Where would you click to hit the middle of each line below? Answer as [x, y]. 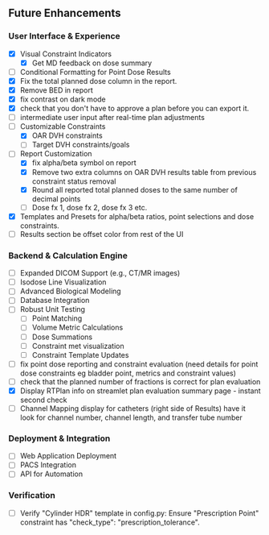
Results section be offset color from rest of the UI [102, 234]
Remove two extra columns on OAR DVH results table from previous [144, 172]
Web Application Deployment [68, 456]
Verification [32, 496]
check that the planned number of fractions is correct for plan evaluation [140, 381]
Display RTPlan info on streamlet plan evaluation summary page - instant [140, 391]
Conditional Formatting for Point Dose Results [95, 72]
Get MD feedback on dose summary [92, 63]
